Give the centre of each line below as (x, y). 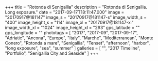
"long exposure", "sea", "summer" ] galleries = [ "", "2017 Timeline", (73, 48)
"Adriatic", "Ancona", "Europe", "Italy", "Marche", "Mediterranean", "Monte (79, 38)
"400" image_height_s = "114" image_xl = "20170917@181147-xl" (69, 22)
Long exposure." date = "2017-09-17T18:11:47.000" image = (65, 12)
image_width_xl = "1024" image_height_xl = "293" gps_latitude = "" (72, 28)
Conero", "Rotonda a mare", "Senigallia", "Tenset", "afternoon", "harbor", (78, 43)
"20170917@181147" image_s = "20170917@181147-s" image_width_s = (76, 17)
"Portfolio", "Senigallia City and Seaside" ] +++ (52, 53)
